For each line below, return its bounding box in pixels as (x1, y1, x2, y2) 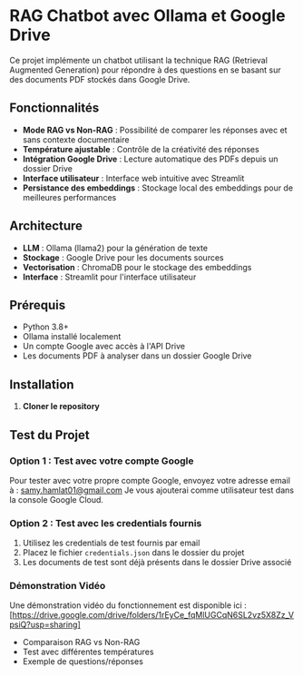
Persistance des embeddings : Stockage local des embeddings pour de (22, 182, 293, 193)
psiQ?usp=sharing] (9, 619, 82, 631)
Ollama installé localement (22, 331, 122, 342)
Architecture (9, 219, 83, 234)
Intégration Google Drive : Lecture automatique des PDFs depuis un (22, 153, 279, 164)
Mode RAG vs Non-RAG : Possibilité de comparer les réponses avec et (22, 124, 288, 135)
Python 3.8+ (22, 321, 70, 332)
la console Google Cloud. (9, 494, 104, 505)
